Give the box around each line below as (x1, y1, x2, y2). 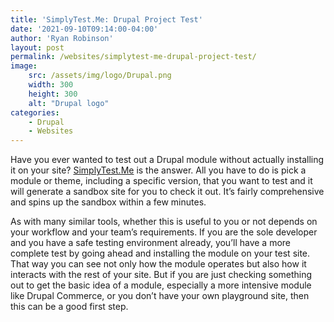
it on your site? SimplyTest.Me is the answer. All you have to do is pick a (10, 164, 307, 176)
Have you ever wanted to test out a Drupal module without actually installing (10, 154, 325, 166)
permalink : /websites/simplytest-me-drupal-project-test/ (10, 52, 257, 62)
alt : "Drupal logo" (28, 98, 110, 108)
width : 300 (28, 80, 74, 90)
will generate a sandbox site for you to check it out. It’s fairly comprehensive (10, 186, 325, 198)
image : (10, 61, 38, 71)
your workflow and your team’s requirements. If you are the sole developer (10, 226, 318, 238)
